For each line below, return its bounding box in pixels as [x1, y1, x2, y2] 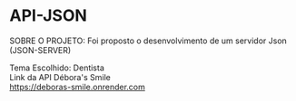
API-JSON [9, 5, 88, 26]
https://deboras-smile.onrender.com [9, 81, 145, 92]
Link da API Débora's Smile [9, 71, 111, 82]
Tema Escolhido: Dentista [9, 62, 104, 73]
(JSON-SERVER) [9, 44, 72, 55]
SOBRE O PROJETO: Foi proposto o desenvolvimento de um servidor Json [9, 35, 288, 46]
